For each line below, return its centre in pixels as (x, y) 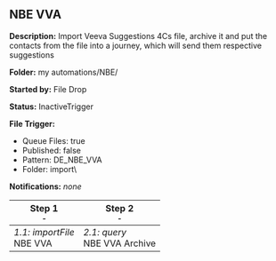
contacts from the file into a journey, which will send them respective (136, 45)
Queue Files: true (54, 140)
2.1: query (105, 232)
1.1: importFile (44, 232)
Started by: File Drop (48, 89)
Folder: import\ (49, 169)
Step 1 (44, 208)
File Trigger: (32, 123)
